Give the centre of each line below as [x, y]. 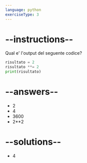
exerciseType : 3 [22, 15]
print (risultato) [23, 72]
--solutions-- [33, 142]
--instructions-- [39, 39]
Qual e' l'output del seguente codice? [44, 53]
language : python [23, 10]
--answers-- [32, 92]
